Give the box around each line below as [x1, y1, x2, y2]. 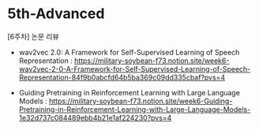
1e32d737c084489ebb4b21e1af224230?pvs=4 [18, 113, 172, 122]
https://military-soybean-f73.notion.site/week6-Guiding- [49, 96, 233, 106]
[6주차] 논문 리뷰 [7, 32, 60, 41]
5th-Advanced [7, 5, 105, 23]
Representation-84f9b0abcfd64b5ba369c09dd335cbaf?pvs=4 [18, 72, 226, 82]
